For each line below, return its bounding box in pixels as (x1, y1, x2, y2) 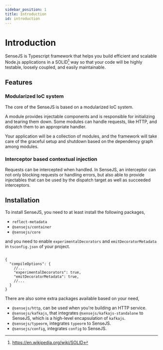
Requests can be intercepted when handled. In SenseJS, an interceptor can (5, 166, 156, 173)
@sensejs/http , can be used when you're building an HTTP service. (12, 305, 147, 311)
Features (5, 78, 33, 87)
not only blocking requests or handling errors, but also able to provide (5, 172, 145, 177)
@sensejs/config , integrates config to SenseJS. (12, 325, 107, 331)
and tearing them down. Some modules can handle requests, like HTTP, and (5, 119, 157, 124)
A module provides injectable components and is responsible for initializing (5, 113, 155, 119)
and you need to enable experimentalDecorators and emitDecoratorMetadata (5, 238, 157, 244)
